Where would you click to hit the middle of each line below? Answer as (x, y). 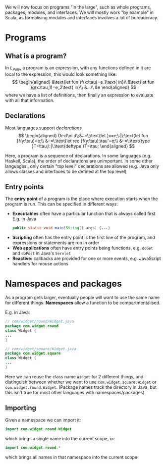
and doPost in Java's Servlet (41, 253)
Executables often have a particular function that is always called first (84, 214)
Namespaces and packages (64, 284)
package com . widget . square (33, 354)
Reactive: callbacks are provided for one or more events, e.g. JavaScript (86, 258)
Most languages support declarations (43, 128)
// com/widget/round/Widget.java (40, 321)
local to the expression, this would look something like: (61, 74)
